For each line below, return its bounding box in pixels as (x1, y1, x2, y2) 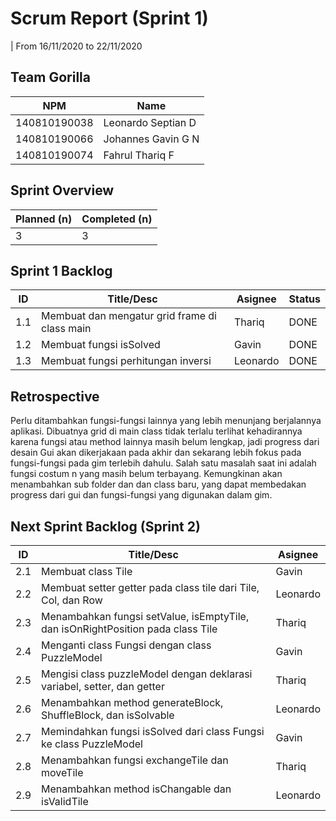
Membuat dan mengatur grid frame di (41, 309, 217, 323)
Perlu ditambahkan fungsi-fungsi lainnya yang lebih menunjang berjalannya (10, 415, 322, 427)
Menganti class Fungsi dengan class (41, 638, 212, 652)
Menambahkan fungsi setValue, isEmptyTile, (41, 610, 250, 623)
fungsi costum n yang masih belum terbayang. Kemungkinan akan (10, 468, 283, 480)
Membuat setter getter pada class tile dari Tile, (41, 581, 260, 594)
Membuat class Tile (41, 565, 133, 578)
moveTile (41, 766, 84, 779)
